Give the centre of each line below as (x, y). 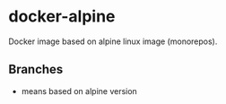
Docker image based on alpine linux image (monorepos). (113, 41)
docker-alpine (62, 17)
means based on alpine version (79, 91)
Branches (36, 69)
